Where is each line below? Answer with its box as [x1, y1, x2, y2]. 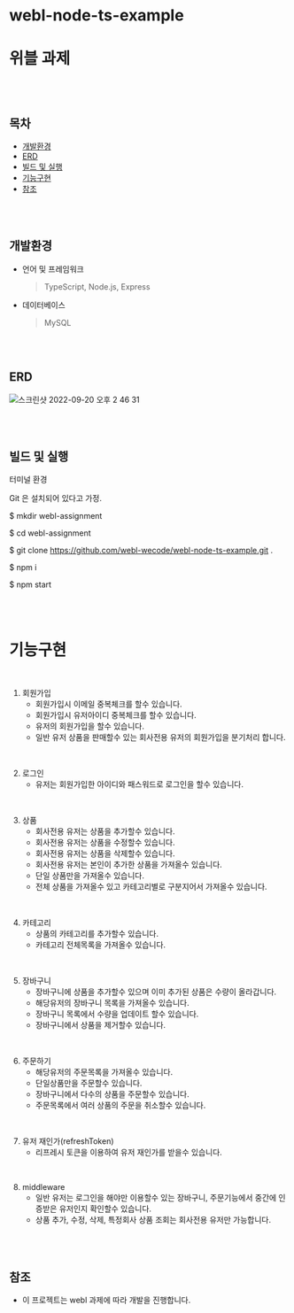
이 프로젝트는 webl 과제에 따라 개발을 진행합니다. [21, 1294, 191, 1306]
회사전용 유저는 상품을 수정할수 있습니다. [35, 838, 175, 848]
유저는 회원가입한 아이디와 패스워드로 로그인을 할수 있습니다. [35, 779, 244, 790]
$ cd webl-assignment [9, 528, 91, 538]
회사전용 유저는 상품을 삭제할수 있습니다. [35, 848, 175, 859]
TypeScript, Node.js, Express [43, 281, 151, 292]
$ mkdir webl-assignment [9, 511, 103, 521]
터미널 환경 [9, 475, 48, 485]
